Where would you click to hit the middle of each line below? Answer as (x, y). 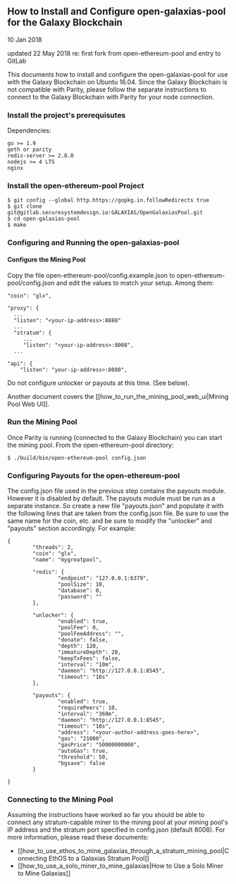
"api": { (20, 363)
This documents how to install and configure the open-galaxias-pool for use (118, 74)
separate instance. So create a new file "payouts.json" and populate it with (116, 506)
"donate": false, (83, 640)
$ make (17, 225)
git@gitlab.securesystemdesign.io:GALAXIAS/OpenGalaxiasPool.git (105, 213)
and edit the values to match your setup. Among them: (135, 283)
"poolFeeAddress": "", (91, 634)
